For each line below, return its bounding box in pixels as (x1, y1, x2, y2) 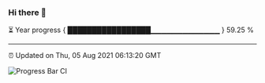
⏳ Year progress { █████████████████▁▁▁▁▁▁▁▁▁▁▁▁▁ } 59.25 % (8, 25, 254, 34)
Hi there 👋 (8, 7, 47, 18)
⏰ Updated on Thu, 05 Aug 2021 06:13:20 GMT (8, 51, 162, 60)
